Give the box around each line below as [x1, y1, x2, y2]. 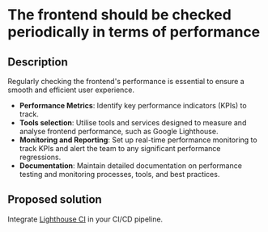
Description [7, 55, 68, 69]
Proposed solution [7, 192, 102, 207]
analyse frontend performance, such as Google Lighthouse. [19, 127, 219, 136]
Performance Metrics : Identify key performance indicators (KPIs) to [19, 101, 248, 110]
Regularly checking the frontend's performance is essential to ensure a [7, 77, 245, 86]
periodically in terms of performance [7, 23, 261, 41]
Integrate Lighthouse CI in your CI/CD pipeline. [7, 214, 164, 224]
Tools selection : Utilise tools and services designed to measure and [19, 118, 247, 127]
